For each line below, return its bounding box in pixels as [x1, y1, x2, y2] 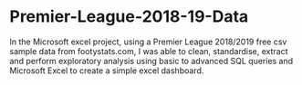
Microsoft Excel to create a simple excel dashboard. [9, 65, 204, 76]
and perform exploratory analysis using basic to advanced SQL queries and [9, 55, 294, 66]
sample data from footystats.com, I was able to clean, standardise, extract [9, 45, 288, 56]
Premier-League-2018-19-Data [9, 6, 249, 27]
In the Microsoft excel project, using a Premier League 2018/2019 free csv [9, 36, 287, 47]
